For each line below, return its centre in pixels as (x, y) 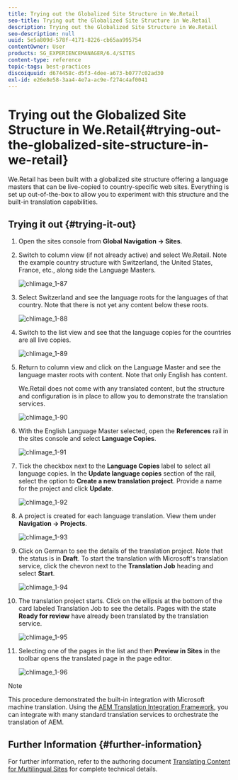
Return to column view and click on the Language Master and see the (120, 367)
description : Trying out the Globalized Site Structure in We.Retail (113, 27)
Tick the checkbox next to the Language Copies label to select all (114, 466)
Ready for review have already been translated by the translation (113, 616)
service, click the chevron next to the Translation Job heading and (116, 566)
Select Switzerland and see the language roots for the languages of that (123, 297)
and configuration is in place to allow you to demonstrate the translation (123, 396)
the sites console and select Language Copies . (87, 439)
